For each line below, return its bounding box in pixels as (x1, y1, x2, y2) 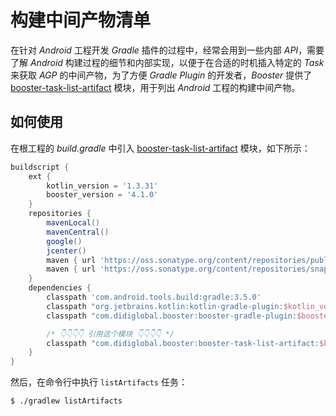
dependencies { (28, 283, 92, 293)
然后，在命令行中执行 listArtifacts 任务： (10, 376, 188, 388)
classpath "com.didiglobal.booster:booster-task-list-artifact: (46, 338, 320, 348)
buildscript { (10, 162, 70, 172)
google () (46, 236, 83, 246)
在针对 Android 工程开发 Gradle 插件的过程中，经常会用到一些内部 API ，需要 (10, 44, 325, 56)
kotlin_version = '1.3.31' (46, 181, 159, 191)
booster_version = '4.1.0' (46, 190, 159, 200)
